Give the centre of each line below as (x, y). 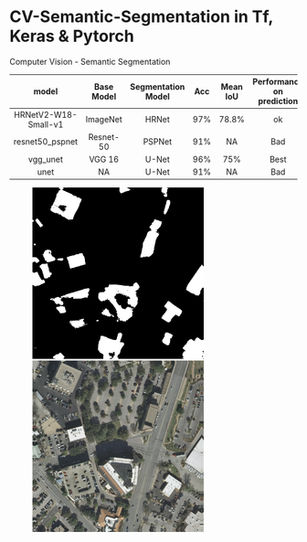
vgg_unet (46, 159)
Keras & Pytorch (72, 36)
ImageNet (104, 120)
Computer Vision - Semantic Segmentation (90, 61)
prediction (278, 101)
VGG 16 (104, 159)
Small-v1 (46, 124)
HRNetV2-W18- (45, 114)
